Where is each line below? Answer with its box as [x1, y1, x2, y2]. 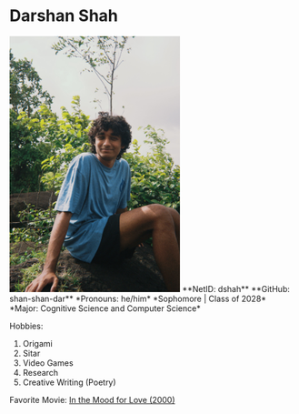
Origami [22, 338, 53, 349]
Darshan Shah [9, 5, 118, 26]
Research [22, 368, 59, 379]
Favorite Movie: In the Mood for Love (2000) [9, 395, 175, 406]
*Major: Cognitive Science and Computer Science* [9, 303, 202, 314]
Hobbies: [9, 320, 44, 332]
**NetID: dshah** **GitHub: [181, 284, 291, 295]
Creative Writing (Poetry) [22, 377, 116, 388]
